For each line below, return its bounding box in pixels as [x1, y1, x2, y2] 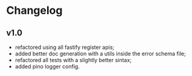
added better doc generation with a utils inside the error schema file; [14, 50, 186, 57]
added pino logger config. [14, 63, 80, 70]
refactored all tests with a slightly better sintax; [14, 57, 132, 63]
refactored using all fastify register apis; [14, 43, 115, 51]
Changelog [6, 4, 63, 17]
